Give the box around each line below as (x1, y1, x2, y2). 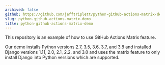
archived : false (5, 7, 38, 12)
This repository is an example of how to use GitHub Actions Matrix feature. (5, 34, 156, 40)
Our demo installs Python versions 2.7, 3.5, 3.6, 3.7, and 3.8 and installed (5, 44, 151, 50)
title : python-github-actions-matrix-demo (5, 21, 93, 26)
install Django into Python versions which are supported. (5, 55, 119, 61)
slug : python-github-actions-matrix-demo (5, 16, 91, 21)
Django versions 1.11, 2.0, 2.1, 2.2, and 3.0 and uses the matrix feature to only (5, 49, 160, 55)
